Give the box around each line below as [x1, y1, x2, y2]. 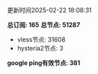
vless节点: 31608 [17, 35, 66, 44]
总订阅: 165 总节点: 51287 [7, 21, 81, 29]
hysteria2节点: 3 [17, 44, 63, 52]
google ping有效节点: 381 [7, 59, 81, 67]
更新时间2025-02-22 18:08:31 [7, 6, 92, 14]
